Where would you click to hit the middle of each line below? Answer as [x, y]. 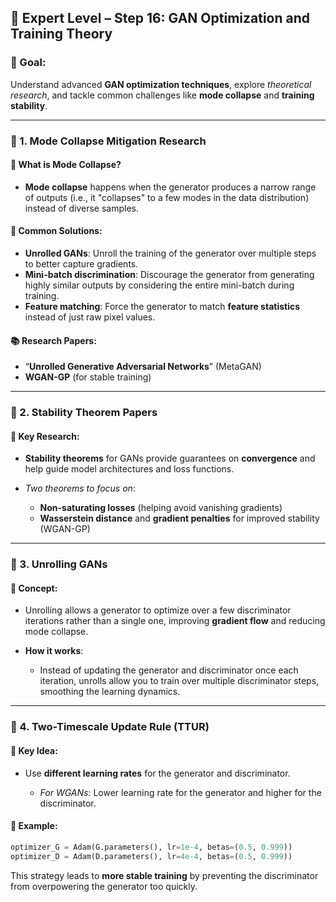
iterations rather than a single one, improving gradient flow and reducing [175, 621]
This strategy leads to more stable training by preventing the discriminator [164, 875]
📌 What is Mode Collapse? [66, 165]
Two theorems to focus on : [80, 488]
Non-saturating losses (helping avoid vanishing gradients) [161, 508]
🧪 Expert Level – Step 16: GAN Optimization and [160, 18]
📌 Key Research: [45, 436]
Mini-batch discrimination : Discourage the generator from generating [169, 275]
